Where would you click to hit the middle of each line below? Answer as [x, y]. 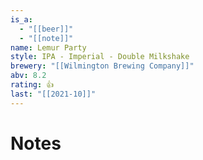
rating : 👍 [32, 85]
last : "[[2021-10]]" [53, 94]
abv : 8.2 [28, 76]
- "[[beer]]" [46, 29]
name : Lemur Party [48, 47]
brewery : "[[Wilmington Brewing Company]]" [102, 66]
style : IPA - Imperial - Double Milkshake [100, 57]
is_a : [21, 19]
